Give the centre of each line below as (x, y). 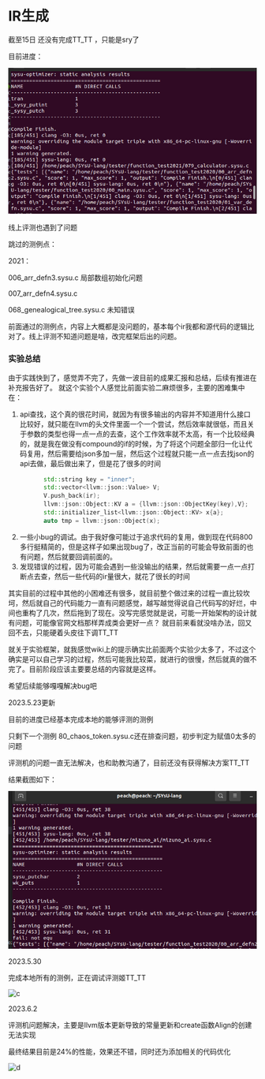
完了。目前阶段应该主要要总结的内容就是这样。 (84, 669)
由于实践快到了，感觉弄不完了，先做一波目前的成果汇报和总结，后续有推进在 (132, 377)
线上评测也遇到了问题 (43, 228)
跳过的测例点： (32, 245)
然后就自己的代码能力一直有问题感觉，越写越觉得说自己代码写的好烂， (136, 603)
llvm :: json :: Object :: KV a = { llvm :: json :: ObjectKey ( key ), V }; (146, 504)
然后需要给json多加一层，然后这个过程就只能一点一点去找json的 (151, 454)
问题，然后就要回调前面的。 (71, 556)
